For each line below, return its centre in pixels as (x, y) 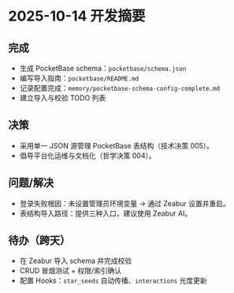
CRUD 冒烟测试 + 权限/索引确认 (71, 271)
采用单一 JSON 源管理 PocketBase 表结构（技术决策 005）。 (117, 145)
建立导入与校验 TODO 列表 (63, 98)
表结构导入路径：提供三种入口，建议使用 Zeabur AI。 (106, 213)
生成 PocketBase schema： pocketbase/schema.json (103, 68)
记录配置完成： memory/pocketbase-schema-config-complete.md (120, 88)
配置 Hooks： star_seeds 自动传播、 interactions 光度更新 (113, 280)
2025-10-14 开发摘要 (77, 16)
